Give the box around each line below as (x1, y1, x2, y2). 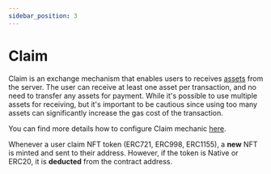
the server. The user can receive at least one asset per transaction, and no (8, 82, 257, 91)
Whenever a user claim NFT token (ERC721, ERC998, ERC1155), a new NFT (8, 139, 258, 149)
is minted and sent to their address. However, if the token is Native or (8, 147, 239, 158)
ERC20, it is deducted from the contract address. (8, 156, 172, 166)
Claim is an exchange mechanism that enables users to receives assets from (8, 74, 264, 83)
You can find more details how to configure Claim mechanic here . (8, 123, 227, 134)
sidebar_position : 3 (8, 11, 78, 20)
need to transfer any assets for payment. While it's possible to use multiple (8, 91, 257, 100)
